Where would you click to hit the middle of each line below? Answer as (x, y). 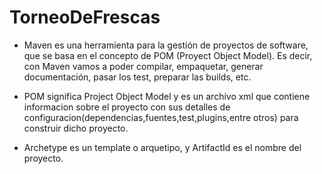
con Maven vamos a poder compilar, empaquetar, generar (143, 66)
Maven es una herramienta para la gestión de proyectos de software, (166, 45)
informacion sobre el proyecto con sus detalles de (127, 107)
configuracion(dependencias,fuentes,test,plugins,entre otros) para (161, 117)
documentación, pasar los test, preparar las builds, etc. (137, 77)
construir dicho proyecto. (76, 128)
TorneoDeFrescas (85, 17)
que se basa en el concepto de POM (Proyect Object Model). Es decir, (168, 55)
